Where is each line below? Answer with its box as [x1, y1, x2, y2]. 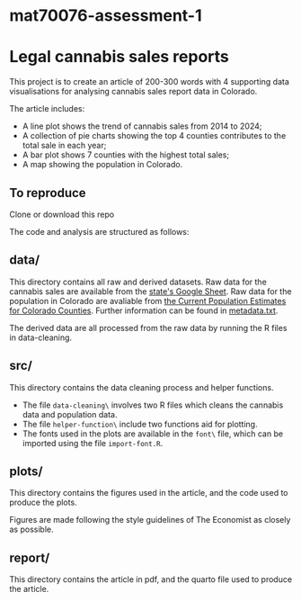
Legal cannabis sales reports [9, 47, 229, 67]
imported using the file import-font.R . [22, 437, 164, 448]
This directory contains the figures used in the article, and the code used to [9, 488, 288, 498]
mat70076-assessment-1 [9, 5, 202, 26]
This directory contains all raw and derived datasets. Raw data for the [9, 276, 267, 287]
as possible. [9, 524, 54, 535]
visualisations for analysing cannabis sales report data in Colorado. [9, 86, 258, 97]
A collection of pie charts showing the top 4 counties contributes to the [22, 130, 287, 141]
